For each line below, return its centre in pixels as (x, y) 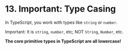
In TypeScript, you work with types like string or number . (61, 22)
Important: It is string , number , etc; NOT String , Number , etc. (64, 32)
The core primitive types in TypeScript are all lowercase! (63, 41)
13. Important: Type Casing (61, 9)
